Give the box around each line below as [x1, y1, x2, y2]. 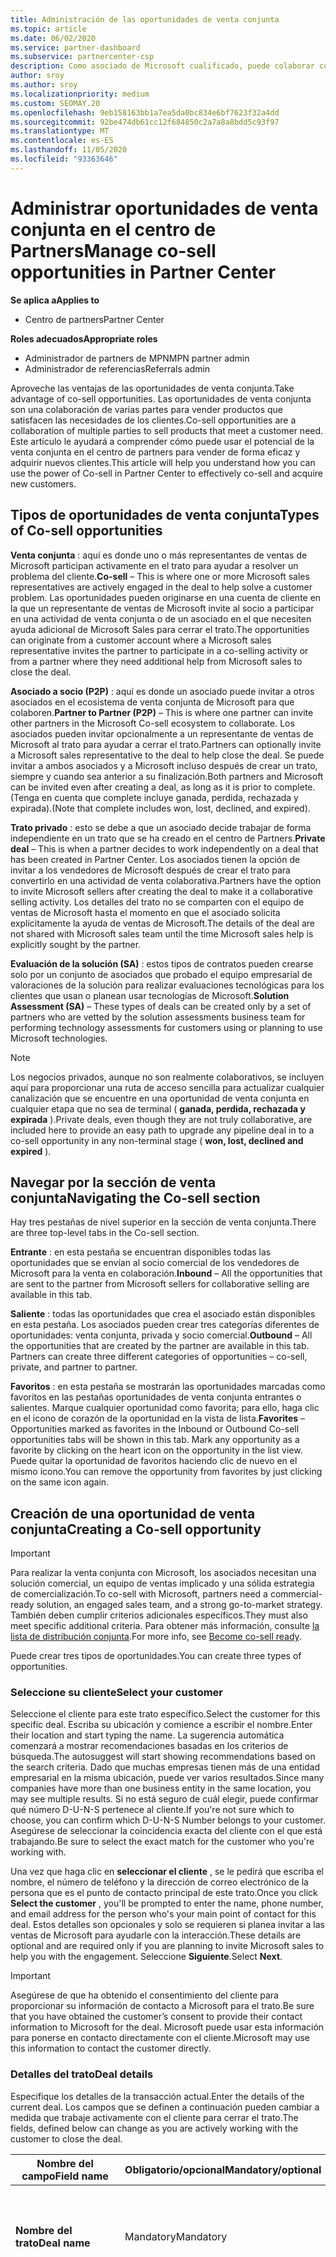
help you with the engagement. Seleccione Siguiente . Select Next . [10, 1951, 283, 1963]
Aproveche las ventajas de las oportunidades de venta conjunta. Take [10, 382, 295, 394]
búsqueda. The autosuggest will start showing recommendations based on [10, 1751, 316, 1763]
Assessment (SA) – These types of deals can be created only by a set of [10, 1000, 312, 1012]
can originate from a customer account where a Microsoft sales [10, 634, 272, 646]
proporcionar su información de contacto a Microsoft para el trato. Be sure [10, 2000, 315, 2012]
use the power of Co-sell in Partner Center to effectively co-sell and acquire [10, 467, 323, 479]
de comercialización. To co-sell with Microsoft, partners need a [10, 1588, 268, 1600]
